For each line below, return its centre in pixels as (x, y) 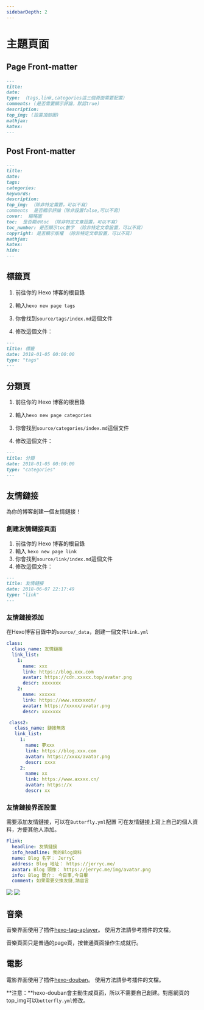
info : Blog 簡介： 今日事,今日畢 (50, 875)
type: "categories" (31, 470)
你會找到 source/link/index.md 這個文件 (64, 559)
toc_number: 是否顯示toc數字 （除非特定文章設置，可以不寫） (76, 227)
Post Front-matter (41, 151)
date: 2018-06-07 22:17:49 (40, 589)
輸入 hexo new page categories (53, 415)
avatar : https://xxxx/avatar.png (68, 757)
